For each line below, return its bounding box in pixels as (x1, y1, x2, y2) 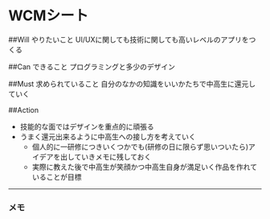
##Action (8, 105, 39, 114)
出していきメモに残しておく (59, 151, 152, 161)
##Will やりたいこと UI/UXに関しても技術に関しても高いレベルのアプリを (8, 35, 249, 44)
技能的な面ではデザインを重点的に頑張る (19, 122, 154, 131)
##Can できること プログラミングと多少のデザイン (8, 61, 175, 72)
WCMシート (8, 6, 89, 25)
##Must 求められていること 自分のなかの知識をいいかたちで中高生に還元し (8, 79, 256, 89)
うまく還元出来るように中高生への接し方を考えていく (19, 131, 197, 141)
